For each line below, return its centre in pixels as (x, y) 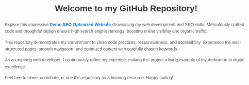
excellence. (16, 67)
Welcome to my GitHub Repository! (126, 8)
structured (15, 49)
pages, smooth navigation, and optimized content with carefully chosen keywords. (102, 49)
